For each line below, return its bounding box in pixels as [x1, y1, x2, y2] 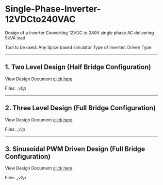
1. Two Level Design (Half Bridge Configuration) [5, 63, 151, 71]
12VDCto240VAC [5, 14, 76, 25]
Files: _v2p [5, 175, 26, 181]
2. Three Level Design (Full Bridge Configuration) [5, 104, 156, 112]
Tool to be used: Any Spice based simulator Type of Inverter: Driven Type [5, 44, 152, 50]
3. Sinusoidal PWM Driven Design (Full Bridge [5, 145, 146, 153]
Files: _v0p [5, 85, 27, 91]
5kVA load [5, 35, 26, 41]
